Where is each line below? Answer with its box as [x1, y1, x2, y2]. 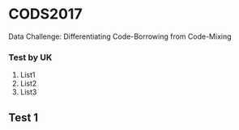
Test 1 [8, 111, 39, 124]
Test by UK [8, 52, 53, 63]
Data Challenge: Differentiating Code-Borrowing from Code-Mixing [8, 31, 233, 41]
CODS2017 [8, 5, 83, 23]
